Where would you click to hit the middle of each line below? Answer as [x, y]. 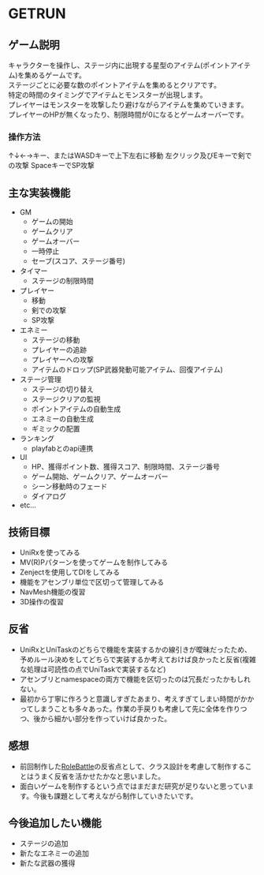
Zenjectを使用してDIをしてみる [70, 572]
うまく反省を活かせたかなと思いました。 [99, 776]
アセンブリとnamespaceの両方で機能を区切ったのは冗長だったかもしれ [135, 679]
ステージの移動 [56, 340]
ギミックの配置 [56, 429]
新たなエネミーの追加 [54, 854]
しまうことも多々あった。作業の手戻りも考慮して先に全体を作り [137, 709]
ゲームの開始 [52, 222]
